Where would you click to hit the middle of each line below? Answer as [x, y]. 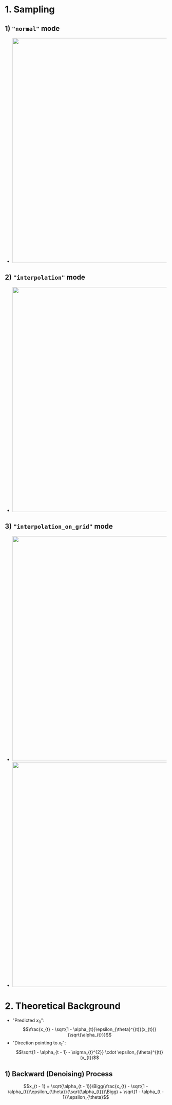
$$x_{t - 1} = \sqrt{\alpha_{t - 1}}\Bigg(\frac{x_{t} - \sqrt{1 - [86, 1086]
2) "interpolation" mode [45, 277]
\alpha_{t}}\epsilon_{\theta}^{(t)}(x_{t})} [115, 1029]
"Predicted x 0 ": [28, 1021]
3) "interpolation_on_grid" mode [59, 526]
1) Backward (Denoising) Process [59, 1074]
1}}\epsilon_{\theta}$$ [86, 1097]
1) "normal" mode [32, 29]
